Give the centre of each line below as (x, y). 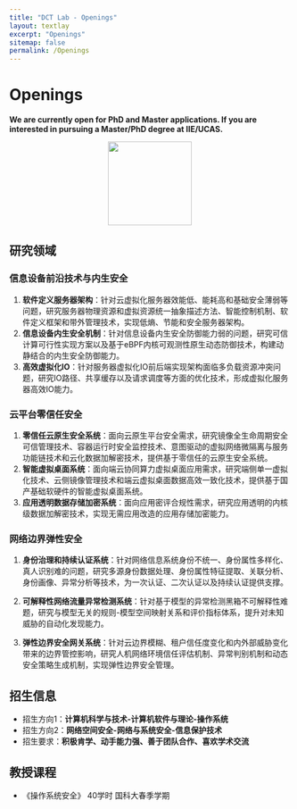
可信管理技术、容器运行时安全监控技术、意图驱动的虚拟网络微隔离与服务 (155, 446)
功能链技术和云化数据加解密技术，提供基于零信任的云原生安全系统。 (147, 458)
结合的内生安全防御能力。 (77, 355)
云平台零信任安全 (46, 414)
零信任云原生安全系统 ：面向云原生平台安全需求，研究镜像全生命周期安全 (155, 436)
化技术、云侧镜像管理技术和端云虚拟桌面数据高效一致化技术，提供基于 (151, 480)
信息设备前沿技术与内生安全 (69, 279)
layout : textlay (39, 26)
